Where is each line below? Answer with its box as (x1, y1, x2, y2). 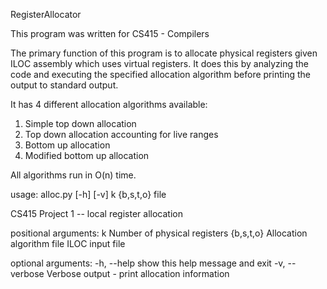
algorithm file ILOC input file (10, 238, 126, 249)
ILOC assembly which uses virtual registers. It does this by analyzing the (10, 58, 310, 69)
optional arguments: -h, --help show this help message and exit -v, (10, 257, 286, 269)
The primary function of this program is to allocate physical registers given (10, 47, 318, 59)
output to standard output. (10, 79, 119, 91)
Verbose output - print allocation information (46, 268, 230, 279)
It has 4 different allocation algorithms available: (10, 99, 208, 110)
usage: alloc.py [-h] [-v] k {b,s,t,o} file (10, 189, 167, 200)
